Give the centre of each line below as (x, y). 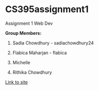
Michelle (21, 62)
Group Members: (23, 33)
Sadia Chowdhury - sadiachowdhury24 (53, 43)
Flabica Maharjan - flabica (39, 53)
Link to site (17, 82)
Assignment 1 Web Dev (29, 23)
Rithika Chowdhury (32, 72)
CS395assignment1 (47, 9)
